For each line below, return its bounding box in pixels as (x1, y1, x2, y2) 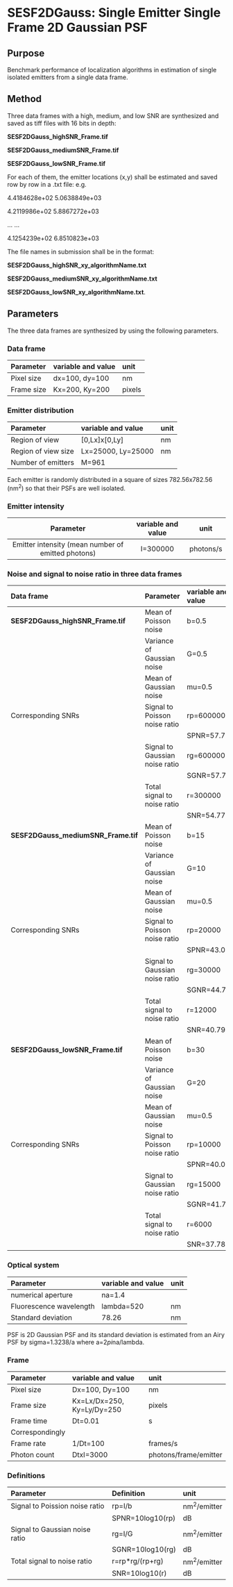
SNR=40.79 (187, 1025, 226, 1035)
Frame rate (10, 1439, 46, 1449)
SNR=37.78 (187, 1240, 226, 1249)
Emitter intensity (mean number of (12, 540, 124, 549)
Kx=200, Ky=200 (53, 384, 110, 394)
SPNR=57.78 (187, 731, 230, 740)
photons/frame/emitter (148, 1450, 223, 1460)
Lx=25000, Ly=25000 (80, 447, 154, 456)
